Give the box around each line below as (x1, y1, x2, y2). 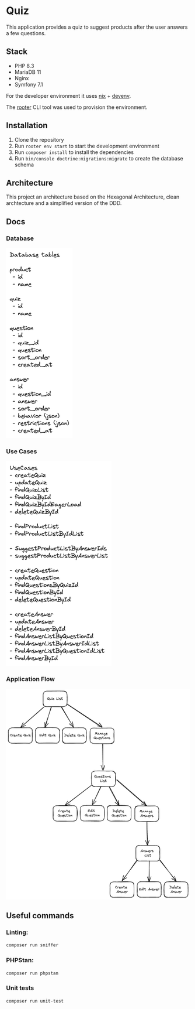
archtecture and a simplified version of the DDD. (6, 200, 122, 207)
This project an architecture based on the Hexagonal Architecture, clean (6, 193, 180, 200)
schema (14, 161, 34, 168)
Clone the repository (14, 136, 64, 143)
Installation (6, 121, 48, 131)
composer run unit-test (6, 998, 64, 1004)
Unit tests (6, 984, 34, 992)
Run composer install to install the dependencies (14, 148, 134, 156)
